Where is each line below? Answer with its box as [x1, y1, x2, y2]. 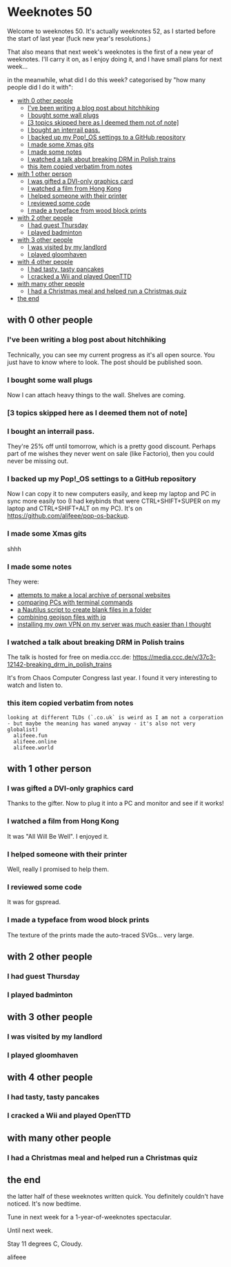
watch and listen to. [7, 681, 63, 690]
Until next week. [7, 1226, 53, 1235]
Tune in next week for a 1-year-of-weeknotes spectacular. [7, 1213, 172, 1221]
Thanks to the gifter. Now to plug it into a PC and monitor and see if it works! [7, 799, 224, 808]
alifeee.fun [13, 732, 48, 739]
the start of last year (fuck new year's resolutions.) [7, 34, 151, 42]
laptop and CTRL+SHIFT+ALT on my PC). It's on [7, 504, 143, 512]
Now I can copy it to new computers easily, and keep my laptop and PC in [7, 490, 217, 498]
